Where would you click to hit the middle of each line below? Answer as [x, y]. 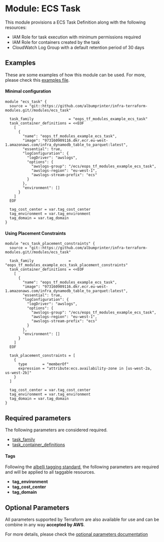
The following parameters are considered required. [56, 430]
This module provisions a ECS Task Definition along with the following [75, 22]
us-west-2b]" [18, 373]
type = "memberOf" [43, 364]
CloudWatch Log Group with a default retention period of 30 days [78, 47]
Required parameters [38, 418]
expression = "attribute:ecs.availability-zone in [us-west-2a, [85, 369]
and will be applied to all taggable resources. [50, 472]
